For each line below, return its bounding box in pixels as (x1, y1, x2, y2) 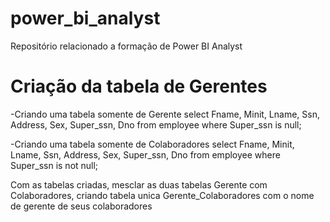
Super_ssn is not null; (10, 159, 99, 171)
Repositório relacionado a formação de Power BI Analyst (10, 40, 243, 52)
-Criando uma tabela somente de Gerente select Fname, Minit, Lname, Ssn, (10, 108, 320, 120)
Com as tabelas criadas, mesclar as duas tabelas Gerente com (10, 178, 268, 191)
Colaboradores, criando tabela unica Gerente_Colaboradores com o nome (10, 189, 315, 201)
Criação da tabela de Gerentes (10, 75, 268, 98)
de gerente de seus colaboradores (10, 200, 153, 212)
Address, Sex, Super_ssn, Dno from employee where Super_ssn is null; (10, 118, 302, 131)
